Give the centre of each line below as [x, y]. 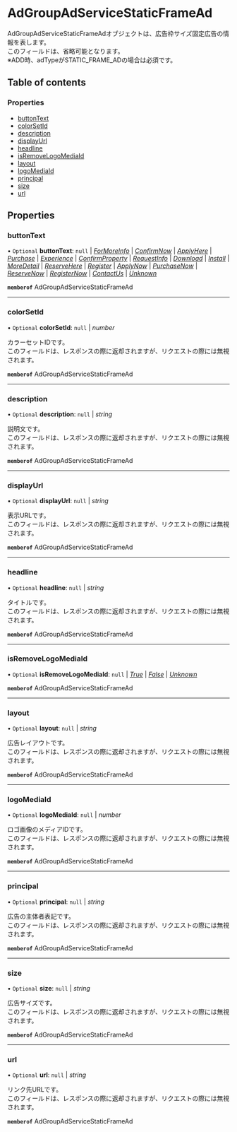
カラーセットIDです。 [38, 342]
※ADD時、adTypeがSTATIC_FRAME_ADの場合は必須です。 [92, 60]
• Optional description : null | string [60, 414]
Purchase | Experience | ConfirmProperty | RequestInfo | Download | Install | [119, 259]
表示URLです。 [29, 515]
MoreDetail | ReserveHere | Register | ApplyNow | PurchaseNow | [103, 266]
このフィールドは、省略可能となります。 [66, 51]
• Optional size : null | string [49, 988]
